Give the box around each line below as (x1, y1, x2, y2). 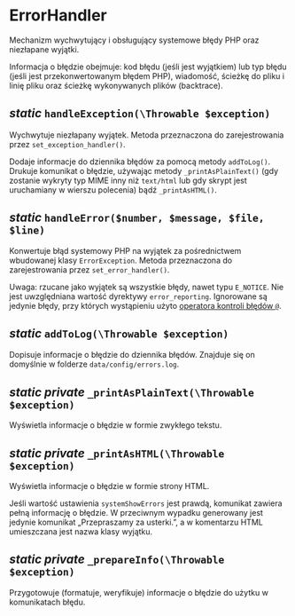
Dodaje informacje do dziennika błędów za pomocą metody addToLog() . (9, 156, 271, 167)
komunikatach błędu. (9, 596, 86, 607)
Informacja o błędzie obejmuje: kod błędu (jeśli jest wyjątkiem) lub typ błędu (9, 61, 287, 72)
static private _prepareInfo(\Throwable (9, 552, 225, 567)
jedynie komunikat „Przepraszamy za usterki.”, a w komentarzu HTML (9, 517, 263, 527)
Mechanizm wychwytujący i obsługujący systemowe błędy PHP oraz (9, 35, 260, 45)
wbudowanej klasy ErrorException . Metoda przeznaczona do (9, 255, 233, 265)
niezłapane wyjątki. (9, 43, 80, 54)
